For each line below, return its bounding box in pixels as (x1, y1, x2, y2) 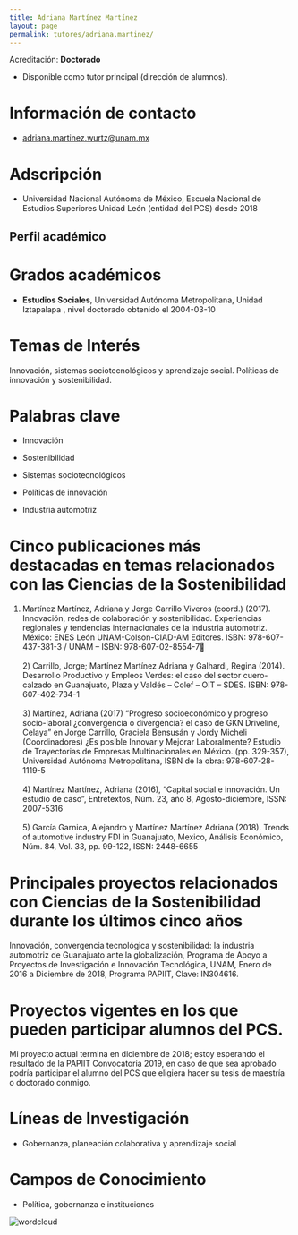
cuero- (243, 670, 268, 681)
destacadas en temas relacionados (9, 555, 276, 575)
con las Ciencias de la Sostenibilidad (9, 574, 287, 594)
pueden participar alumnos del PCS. (9, 1019, 284, 1039)
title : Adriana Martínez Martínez (9, 13, 139, 22)
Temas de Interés (9, 335, 140, 355)
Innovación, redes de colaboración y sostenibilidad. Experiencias (21, 613, 262, 624)
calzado (21, 679, 52, 690)
